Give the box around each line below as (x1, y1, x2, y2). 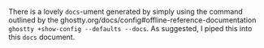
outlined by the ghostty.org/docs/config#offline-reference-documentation (8, 15, 257, 25)
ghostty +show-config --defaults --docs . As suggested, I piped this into (8, 24, 253, 33)
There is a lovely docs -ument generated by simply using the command (8, 7, 244, 16)
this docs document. (8, 32, 76, 42)
